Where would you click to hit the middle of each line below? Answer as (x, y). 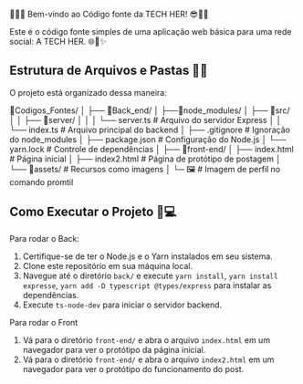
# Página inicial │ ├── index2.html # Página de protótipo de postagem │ (145, 159)
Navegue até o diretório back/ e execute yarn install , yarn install (150, 275)
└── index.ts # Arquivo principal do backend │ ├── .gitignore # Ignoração (150, 130)
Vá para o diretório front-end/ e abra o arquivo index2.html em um (148, 359)
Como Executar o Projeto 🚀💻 (93, 212)
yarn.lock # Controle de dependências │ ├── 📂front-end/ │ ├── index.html (151, 149)
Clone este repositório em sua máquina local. (108, 265)
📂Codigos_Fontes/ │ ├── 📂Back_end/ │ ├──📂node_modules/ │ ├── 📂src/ (150, 110)
